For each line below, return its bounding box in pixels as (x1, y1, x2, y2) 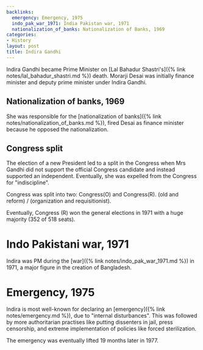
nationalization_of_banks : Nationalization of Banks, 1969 (12, 26, 165, 32)
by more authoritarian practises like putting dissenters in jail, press (6, 319, 174, 326)
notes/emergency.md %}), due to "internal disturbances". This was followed (6, 312, 198, 319)
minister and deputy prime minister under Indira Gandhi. (6, 78, 148, 86)
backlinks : (6, 9, 34, 15)
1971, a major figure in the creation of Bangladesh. (6, 264, 132, 271)
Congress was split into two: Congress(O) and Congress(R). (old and (6, 191, 179, 198)
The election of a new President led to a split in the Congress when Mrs (6, 160, 186, 167)
